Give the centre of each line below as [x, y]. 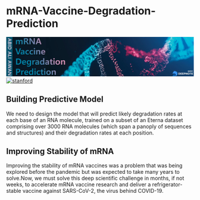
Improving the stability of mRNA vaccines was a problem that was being [94, 165]
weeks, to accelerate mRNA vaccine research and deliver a [79, 185]
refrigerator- [167, 185]
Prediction [32, 24]
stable [14, 191]
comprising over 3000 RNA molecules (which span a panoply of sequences [99, 126]
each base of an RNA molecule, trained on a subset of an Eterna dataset [95, 120]
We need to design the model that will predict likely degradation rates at [94, 114]
